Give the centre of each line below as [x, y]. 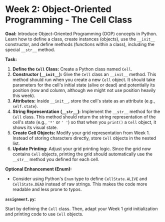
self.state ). [25, 106]
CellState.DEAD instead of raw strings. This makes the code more [80, 184]
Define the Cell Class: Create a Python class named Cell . [72, 69]
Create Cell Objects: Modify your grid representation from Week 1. [81, 132]
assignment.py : [20, 199]
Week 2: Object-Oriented [58, 9]
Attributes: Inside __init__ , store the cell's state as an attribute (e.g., [84, 100]
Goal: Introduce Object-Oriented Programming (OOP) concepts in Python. [81, 33]
